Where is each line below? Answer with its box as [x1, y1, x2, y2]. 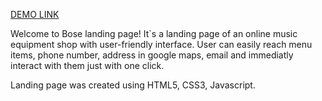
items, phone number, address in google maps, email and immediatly [10, 49, 294, 61]
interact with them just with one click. [10, 60, 165, 71]
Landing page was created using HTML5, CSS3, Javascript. [10, 79, 256, 91]
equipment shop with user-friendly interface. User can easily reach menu [10, 39, 313, 50]
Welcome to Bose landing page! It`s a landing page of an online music [10, 28, 298, 39]
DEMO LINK [10, 9, 60, 20]
